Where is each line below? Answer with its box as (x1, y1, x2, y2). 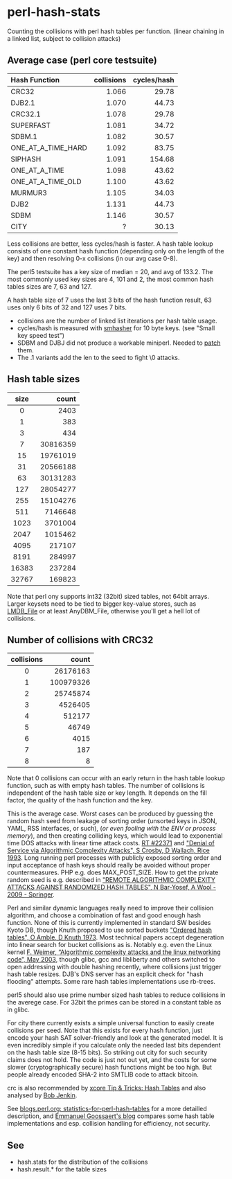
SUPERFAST (10, 120, 51, 130)
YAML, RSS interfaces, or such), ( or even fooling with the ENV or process (7, 825, 216, 833)
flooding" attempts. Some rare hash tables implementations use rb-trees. (7, 978, 216, 986)
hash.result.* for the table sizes (17, 1165, 107, 1173)
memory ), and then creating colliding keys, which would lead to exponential (7, 831, 223, 840)
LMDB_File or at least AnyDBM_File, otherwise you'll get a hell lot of (7, 606, 201, 615)
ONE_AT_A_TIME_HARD (10, 143, 88, 152)
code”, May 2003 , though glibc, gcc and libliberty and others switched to (7, 955, 215, 964)
